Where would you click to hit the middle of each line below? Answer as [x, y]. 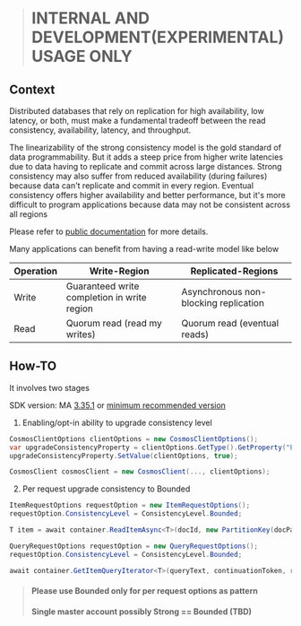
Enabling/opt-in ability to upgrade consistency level [117, 422]
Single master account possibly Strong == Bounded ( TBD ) [142, 611]
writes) [81, 334]
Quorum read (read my [114, 323]
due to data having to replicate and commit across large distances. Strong [146, 166]
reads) [195, 334]
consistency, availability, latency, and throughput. [100, 130]
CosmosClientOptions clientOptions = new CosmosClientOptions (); [133, 439]
